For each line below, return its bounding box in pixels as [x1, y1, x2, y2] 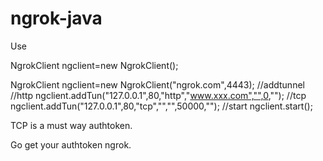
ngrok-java [10, 7, 103, 30]
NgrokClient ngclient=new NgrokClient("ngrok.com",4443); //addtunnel [10, 78, 305, 91]
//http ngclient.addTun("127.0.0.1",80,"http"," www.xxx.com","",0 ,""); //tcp [10, 89, 307, 101]
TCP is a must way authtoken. [10, 119, 133, 131]
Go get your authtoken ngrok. [10, 138, 132, 151]
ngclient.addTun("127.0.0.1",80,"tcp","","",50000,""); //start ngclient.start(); [10, 100, 313, 112]
